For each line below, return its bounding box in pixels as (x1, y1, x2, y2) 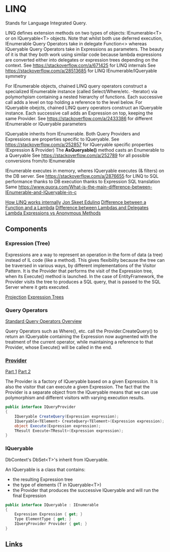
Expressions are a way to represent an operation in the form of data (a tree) (5, 252, 163, 258)
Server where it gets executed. (5, 284, 70, 290)
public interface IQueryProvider (5, 404, 76, 410)
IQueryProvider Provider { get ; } (14, 521, 87, 527)
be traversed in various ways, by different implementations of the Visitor (5, 262, 156, 268)
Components (5, 225, 47, 233)
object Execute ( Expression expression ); (14, 423, 101, 428)
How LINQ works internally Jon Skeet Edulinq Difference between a (5, 199, 146, 205)
